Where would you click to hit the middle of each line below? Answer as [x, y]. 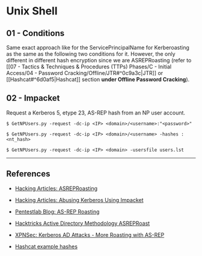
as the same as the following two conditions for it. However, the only [91, 54]
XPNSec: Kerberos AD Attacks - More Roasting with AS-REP [90, 234]
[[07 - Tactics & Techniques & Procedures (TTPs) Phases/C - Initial [89, 67]
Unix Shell [32, 11]
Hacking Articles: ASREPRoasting [56, 188]
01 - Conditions [35, 33]
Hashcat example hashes [46, 246]
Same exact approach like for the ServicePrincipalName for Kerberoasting [98, 47]
